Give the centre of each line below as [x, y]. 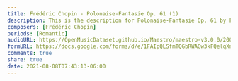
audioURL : [22, 40]
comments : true [30, 54]
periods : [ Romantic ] [38, 33]
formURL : [20, 46]
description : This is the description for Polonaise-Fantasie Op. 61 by [117, 20]
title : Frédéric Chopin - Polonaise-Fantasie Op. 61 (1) [93, 14]
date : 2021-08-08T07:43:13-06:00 [57, 66]
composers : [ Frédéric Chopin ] [52, 27]
